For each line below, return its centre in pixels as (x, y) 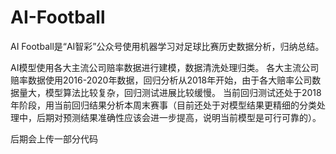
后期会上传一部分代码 (54, 138)
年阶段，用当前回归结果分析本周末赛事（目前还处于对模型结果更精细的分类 (163, 105)
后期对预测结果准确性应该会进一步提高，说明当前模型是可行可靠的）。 (179, 117)
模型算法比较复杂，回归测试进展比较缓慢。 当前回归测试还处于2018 (183, 92)
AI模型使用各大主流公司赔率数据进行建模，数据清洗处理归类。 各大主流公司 (165, 67)
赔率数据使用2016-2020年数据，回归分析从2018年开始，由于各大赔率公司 (161, 80)
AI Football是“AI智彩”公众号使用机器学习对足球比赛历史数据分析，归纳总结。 (167, 46)
